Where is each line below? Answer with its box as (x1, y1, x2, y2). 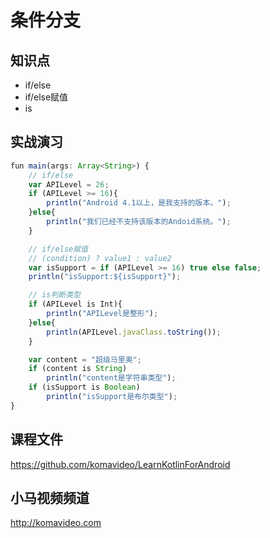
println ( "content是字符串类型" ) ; (46, 373, 177, 383)
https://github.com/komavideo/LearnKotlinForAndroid (10, 458, 231, 470)
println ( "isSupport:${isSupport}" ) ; (28, 272, 182, 282)
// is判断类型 (28, 290, 81, 300)
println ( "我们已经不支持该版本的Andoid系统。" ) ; (46, 217, 232, 227)
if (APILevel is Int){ (28, 299, 123, 310)
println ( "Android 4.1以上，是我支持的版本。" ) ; (46, 198, 232, 208)
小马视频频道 (10, 490, 90, 507)
